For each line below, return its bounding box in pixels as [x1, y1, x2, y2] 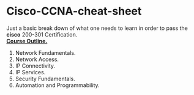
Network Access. [15, 55, 59, 63]
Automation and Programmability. [15, 81, 100, 89]
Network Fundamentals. [15, 49, 76, 56]
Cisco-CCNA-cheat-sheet [6, 4, 142, 18]
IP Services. [15, 68, 46, 76]
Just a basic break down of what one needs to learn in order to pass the [6, 24, 188, 32]
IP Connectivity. [15, 62, 56, 69]
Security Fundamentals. [15, 75, 75, 82]
